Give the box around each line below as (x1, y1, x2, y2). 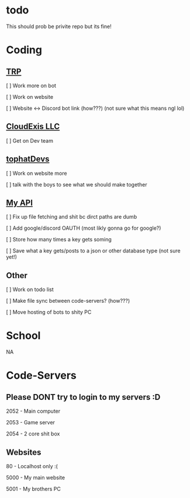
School (6, 329, 41, 343)
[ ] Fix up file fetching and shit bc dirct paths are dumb (6, 213, 137, 220)
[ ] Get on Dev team (6, 137, 54, 144)
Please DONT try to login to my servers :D (6, 392, 161, 402)
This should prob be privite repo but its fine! (6, 23, 112, 30)
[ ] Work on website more (6, 170, 67, 177)
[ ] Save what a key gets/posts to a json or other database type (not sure (6, 247, 181, 254)
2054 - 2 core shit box (6, 430, 60, 437)
